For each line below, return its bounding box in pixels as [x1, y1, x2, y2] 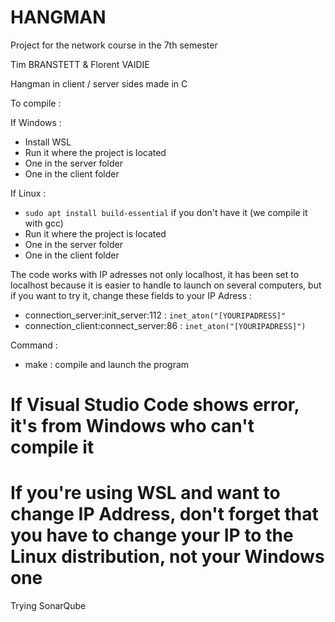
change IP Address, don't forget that [10, 503, 319, 526]
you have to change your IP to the [10, 524, 294, 547]
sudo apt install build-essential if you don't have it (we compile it [24, 206, 308, 218]
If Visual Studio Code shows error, [10, 394, 300, 416]
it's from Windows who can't [10, 415, 255, 438]
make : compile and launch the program [24, 358, 190, 370]
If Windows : [10, 116, 62, 128]
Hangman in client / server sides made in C [10, 77, 188, 90]
